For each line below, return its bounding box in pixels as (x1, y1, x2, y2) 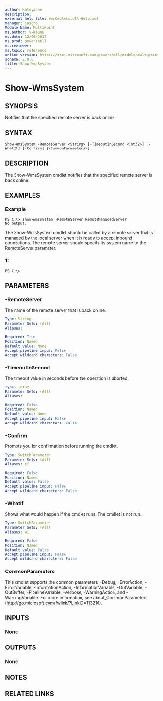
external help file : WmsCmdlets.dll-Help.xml (5, 16, 98, 21)
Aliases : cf (5, 461, 29, 466)
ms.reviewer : (5, 43, 32, 48)
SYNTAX (5, 129, 33, 137)
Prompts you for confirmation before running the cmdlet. (5, 443, 118, 449)
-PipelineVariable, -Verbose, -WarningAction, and (26, 590, 125, 595)
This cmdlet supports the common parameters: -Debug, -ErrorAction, (5, 579, 144, 585)
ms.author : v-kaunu (5, 30, 45, 35)
